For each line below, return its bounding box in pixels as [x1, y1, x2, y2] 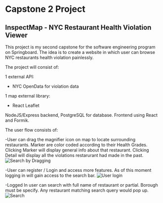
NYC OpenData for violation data [12, 83, 79, 89]
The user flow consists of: [5, 127, 58, 133]
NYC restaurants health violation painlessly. [5, 54, 94, 60]
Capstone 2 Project [5, 3, 85, 15]
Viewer [5, 31, 28, 39]
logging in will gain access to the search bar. [5, 172, 96, 178]
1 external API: [5, 74, 35, 80]
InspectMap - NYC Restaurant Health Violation [5, 23, 152, 32]
